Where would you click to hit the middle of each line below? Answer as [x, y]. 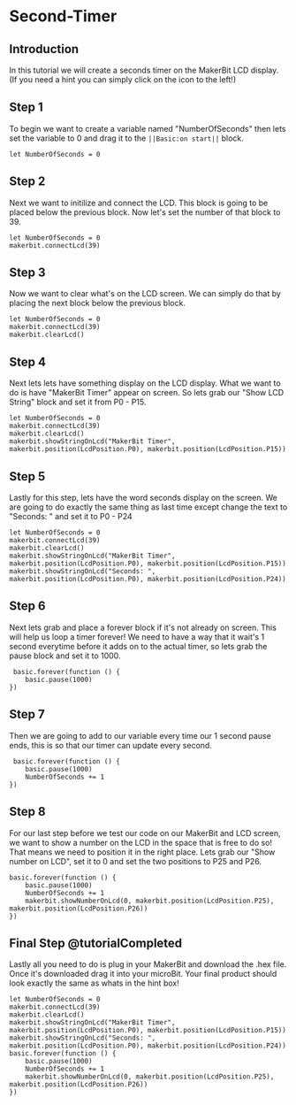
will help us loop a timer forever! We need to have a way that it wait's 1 [137, 637]
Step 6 [27, 606]
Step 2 [27, 182]
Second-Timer [63, 16]
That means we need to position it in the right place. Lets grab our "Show [142, 852]
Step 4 [28, 361]
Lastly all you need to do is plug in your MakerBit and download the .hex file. [148, 964]
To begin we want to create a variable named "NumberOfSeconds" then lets [148, 128]
